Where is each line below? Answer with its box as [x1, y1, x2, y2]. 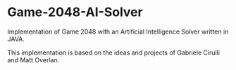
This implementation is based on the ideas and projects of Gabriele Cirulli [7, 48, 221, 57]
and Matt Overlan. [7, 55, 60, 64]
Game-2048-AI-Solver [7, 4, 143, 20]
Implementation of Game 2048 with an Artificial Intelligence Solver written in [7, 27, 229, 36]
